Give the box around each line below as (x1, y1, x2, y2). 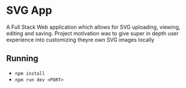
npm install (14, 70, 45, 77)
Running (6, 53, 39, 63)
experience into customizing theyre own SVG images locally (6, 36, 155, 43)
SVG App (6, 4, 52, 17)
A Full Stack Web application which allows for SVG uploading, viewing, (6, 23, 181, 31)
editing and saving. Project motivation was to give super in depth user (6, 29, 179, 37)
